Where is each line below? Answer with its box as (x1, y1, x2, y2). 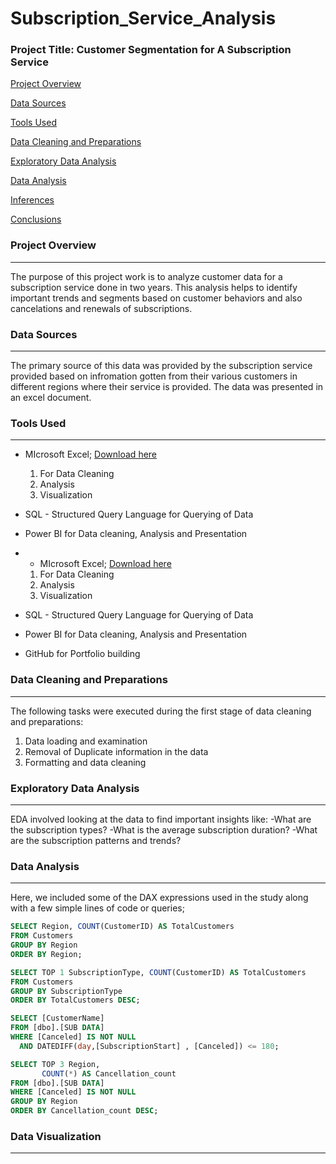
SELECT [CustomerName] (10, 1013, 105, 1024)
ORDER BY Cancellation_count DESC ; (10, 1106, 159, 1116)
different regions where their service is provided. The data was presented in (10, 381, 324, 393)
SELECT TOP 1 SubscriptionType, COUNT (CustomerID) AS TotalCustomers (10, 967, 307, 977)
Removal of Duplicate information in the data (24, 745, 209, 757)
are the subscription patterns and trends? (10, 834, 182, 846)
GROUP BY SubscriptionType (10, 986, 123, 996)
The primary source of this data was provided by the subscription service (10, 360, 313, 372)
